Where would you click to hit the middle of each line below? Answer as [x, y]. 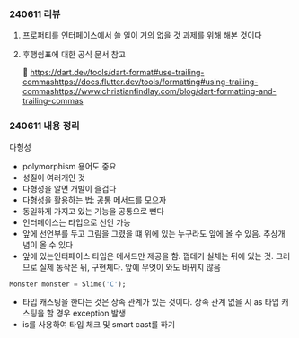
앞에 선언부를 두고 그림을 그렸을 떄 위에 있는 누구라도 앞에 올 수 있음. [142, 233]
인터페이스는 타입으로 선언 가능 [76, 222]
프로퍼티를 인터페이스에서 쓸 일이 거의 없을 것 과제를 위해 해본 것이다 [142, 35]
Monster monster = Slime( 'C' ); [68, 284]
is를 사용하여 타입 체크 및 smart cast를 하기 [99, 325]
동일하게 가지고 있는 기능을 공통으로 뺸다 [93, 211]
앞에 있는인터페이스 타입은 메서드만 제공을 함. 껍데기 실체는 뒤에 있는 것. [148, 256]
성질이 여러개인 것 [53, 178]
